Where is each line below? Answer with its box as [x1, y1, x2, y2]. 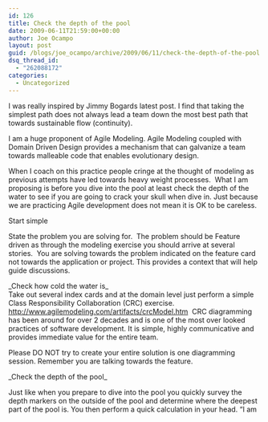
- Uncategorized [15, 79, 70, 87]
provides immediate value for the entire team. [8, 332, 159, 342]
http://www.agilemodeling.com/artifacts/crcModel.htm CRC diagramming [8, 306, 253, 316]
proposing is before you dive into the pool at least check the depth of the [8, 183, 250, 193]
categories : [8, 71, 48, 79]
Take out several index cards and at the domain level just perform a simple [8, 290, 254, 299]
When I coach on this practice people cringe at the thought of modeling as [8, 166, 254, 176]
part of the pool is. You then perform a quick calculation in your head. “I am [8, 404, 258, 414]
